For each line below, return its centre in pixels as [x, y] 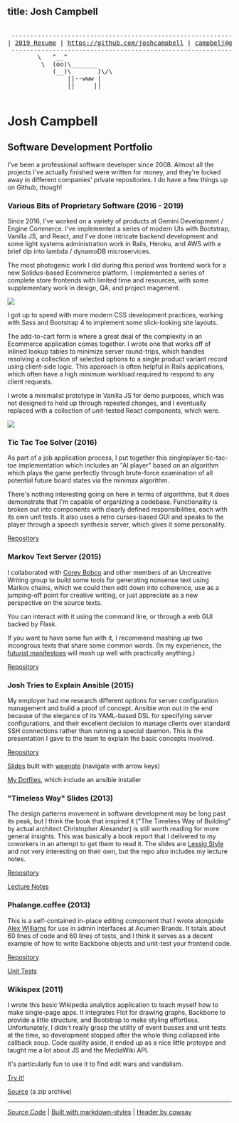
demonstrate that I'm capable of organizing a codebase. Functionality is [113, 502]
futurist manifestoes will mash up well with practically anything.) [101, 653]
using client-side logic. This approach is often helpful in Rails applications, [116, 367]
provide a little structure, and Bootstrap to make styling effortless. [103, 1020]
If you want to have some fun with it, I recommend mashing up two [105, 638]
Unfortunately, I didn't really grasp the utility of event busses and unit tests [117, 1027]
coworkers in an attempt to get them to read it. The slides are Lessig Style [116, 844]
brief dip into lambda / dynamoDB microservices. [79, 251]
